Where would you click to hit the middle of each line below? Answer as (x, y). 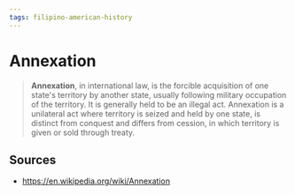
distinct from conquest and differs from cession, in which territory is (155, 123)
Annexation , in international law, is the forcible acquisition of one (150, 86)
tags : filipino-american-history (71, 17)
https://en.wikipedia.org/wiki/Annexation (96, 181)
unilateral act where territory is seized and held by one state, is (146, 113)
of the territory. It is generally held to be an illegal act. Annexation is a (157, 104)
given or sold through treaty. (83, 132)
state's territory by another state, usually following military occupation (159, 94)
